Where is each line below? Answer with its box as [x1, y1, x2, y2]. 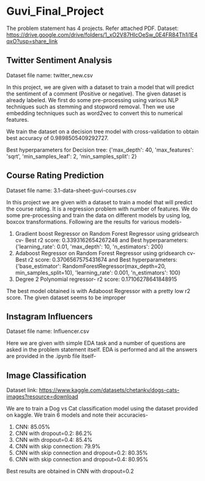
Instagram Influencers [6, 311, 93, 322]
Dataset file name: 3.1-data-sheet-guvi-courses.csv [6, 187, 136, 194]
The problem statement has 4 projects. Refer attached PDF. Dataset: [6, 24, 179, 32]
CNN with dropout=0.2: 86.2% [15, 430, 93, 437]
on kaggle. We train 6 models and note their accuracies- [6, 411, 149, 419]
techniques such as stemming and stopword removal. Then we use [6, 103, 176, 110]
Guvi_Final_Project [6, 4, 104, 18]
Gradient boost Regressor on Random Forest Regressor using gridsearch [15, 229, 199, 237]
